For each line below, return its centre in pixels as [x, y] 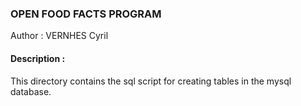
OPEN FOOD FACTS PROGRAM [86, 14]
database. [31, 91]
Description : [38, 58]
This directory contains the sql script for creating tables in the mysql [151, 81]
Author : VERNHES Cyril [59, 36]
